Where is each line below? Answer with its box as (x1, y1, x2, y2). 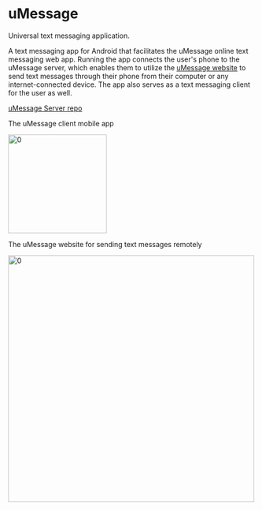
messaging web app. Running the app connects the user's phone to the (8, 54, 240, 64)
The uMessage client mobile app (8, 118, 114, 128)
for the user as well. (8, 88, 72, 97)
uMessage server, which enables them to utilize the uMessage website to (8, 62, 246, 72)
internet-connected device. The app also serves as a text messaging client (8, 80, 250, 89)
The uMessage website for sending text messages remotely (8, 239, 202, 249)
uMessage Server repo (8, 103, 83, 113)
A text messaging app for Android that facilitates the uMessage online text (8, 46, 249, 55)
